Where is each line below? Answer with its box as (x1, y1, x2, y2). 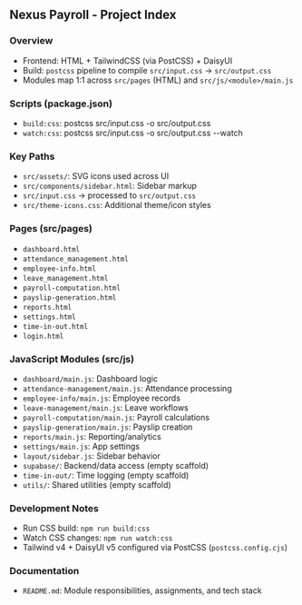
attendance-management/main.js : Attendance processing (22, 382, 233, 393)
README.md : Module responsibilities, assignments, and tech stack (22, 585, 262, 596)
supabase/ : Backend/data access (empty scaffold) (22, 460, 209, 471)
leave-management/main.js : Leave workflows (22, 402, 189, 412)
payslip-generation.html (22, 293, 117, 302)
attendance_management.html (22, 254, 129, 263)
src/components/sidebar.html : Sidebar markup (22, 181, 198, 192)
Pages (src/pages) (9, 223, 93, 235)
